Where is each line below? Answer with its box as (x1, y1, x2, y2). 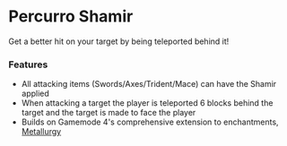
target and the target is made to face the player (21, 107, 196, 118)
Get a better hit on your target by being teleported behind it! (8, 36, 230, 47)
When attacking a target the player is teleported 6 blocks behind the (21, 98, 274, 108)
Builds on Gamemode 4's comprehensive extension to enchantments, (21, 116, 279, 127)
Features (8, 58, 48, 71)
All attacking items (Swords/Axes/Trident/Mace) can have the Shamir (21, 79, 277, 90)
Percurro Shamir (8, 6, 134, 27)
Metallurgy (21, 126, 62, 137)
